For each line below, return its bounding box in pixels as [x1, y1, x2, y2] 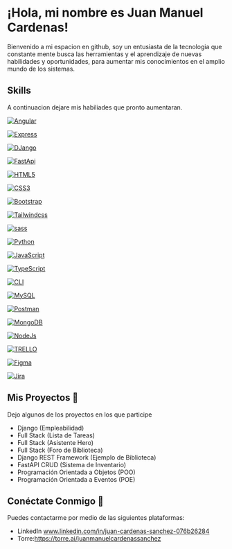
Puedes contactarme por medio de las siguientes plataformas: [7, 514, 185, 522]
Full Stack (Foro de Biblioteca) [17, 446, 103, 454]
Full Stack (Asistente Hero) [17, 438, 94, 446]
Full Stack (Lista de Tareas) [17, 431, 96, 439]
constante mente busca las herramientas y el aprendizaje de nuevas [7, 50, 202, 58]
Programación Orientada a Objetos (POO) [17, 468, 136, 476]
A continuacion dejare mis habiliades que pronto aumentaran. [7, 103, 183, 112]
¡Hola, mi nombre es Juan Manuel [7, 5, 204, 21]
